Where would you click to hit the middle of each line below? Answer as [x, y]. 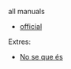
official [31, 26]
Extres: [20, 42]
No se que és [41, 57]
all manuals [26, 11]
